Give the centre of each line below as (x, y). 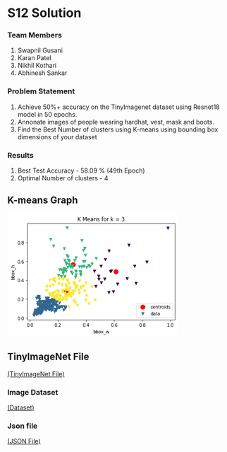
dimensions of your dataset (57, 137)
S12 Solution (44, 13)
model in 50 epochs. (47, 114)
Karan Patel (34, 58)
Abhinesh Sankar (42, 73)
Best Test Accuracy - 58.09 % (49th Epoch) (81, 170)
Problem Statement (41, 91)
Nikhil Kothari (37, 66)
